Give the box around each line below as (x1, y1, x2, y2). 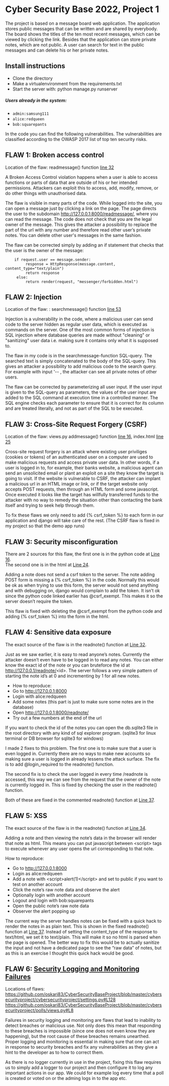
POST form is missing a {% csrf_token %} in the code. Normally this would (5, 577, 159, 583)
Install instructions (5, 62, 65, 70)
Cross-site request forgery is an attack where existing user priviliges (5, 449, 147, 455)
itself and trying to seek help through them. (5, 502, 95, 508)
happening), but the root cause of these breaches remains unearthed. (5, 1033, 150, 1040)
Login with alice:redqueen (12, 693, 66, 699)
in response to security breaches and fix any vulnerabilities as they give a (5, 1044, 157, 1050)
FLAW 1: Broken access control (5, 151, 104, 160)
